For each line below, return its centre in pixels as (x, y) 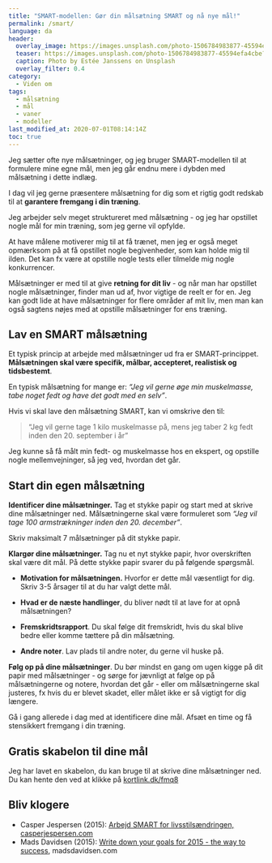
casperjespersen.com (56, 833)
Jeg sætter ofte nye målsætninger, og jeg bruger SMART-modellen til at (127, 160)
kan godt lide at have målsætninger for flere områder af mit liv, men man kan (136, 300)
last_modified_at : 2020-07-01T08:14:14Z (78, 129)
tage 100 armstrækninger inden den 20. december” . (95, 522)
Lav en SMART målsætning (78, 335)
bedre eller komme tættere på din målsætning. (98, 636)
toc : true (25, 136)
